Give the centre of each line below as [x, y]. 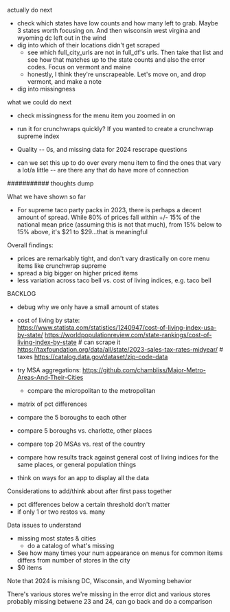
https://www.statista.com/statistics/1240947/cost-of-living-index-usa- [117, 328]
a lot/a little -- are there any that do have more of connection [103, 170]
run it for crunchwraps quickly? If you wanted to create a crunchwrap [115, 129]
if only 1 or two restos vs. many [61, 512]
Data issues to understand [44, 525]
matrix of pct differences [52, 404]
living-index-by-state [47, 342]
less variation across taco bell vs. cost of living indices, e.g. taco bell [114, 280]
